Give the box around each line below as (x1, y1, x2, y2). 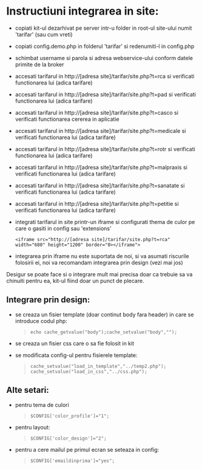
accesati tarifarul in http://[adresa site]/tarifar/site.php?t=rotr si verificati (15, 145, 195, 152)
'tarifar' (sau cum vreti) (15, 30, 73, 38)
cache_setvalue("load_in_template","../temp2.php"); (30, 363, 167, 369)
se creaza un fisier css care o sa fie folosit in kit (15, 339, 135, 347)
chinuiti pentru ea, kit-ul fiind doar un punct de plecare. (6, 277, 144, 284)
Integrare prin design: (6, 295, 90, 305)
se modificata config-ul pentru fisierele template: (15, 351, 138, 359)
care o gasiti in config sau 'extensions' (15, 225, 112, 232)
